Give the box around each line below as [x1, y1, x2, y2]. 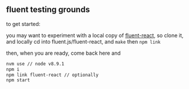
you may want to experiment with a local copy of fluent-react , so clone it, [6, 32, 184, 39]
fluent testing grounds [6, 5, 90, 15]
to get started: [6, 20, 41, 27]
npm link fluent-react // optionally [6, 72, 99, 78]
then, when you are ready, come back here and [6, 50, 121, 57]
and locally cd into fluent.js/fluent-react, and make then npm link [6, 38, 161, 45]
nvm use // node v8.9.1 [6, 61, 65, 67]
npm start [6, 77, 31, 83]
